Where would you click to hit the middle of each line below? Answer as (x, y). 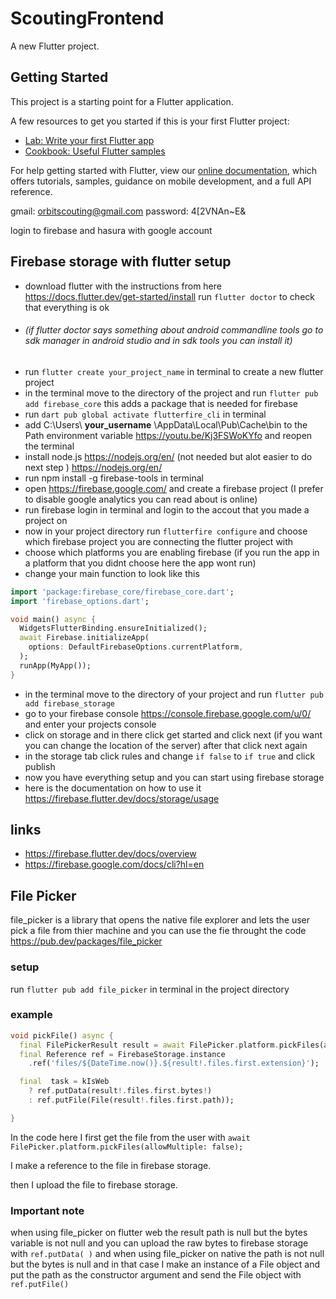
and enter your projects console (90, 724)
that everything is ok (67, 307)
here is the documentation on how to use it (113, 788)
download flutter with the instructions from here (123, 286)
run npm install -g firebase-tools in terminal (114, 478)
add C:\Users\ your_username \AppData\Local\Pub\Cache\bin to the (166, 424)
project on (46, 520)
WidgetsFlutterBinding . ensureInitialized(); (113, 628)
